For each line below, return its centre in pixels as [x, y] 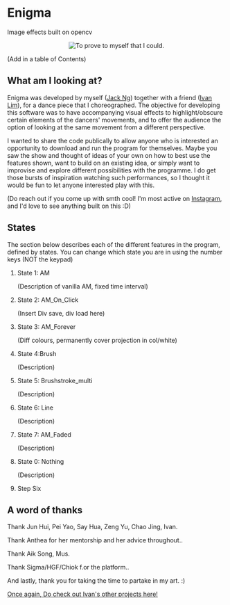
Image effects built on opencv [50, 32]
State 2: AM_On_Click [47, 300]
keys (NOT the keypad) [40, 259]
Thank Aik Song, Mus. [39, 554]
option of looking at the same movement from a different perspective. [106, 127]
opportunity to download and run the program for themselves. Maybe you [112, 148]
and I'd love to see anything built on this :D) [69, 206]
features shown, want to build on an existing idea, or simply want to [104, 163]
